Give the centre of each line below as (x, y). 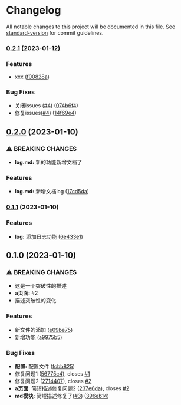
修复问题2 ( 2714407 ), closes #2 (53, 381)
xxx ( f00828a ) (32, 77)
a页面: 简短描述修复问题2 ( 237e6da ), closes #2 (72, 388)
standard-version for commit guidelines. (55, 32)
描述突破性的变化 (35, 301)
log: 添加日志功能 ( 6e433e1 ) (49, 236)
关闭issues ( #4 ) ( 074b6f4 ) (46, 106)
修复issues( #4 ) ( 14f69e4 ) (45, 113)
